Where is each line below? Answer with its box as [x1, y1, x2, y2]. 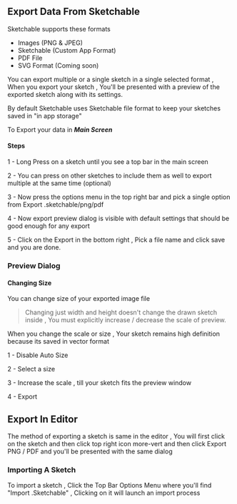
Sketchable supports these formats [7, 24, 111, 33]
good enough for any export [7, 222, 91, 230]
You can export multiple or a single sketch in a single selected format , [7, 75, 214, 83]
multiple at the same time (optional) [7, 179, 112, 187]
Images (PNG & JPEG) [17, 38, 84, 47]
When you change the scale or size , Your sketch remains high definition [7, 329, 220, 338]
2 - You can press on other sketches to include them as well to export [7, 171, 212, 180]
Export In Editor [7, 413, 79, 425]
